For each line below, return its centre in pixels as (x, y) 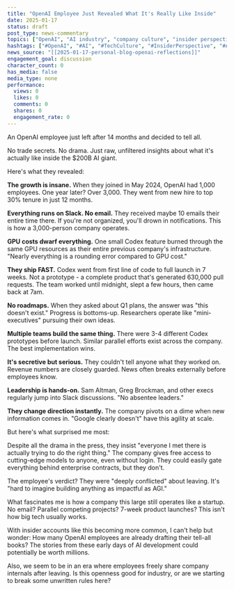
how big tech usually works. (47, 516)
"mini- (203, 312)
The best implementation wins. (52, 348)
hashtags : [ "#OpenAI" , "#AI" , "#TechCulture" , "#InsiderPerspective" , (112, 46)
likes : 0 (26, 98)
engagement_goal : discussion (49, 59)
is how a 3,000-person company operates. (69, 228)
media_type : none (32, 78)
